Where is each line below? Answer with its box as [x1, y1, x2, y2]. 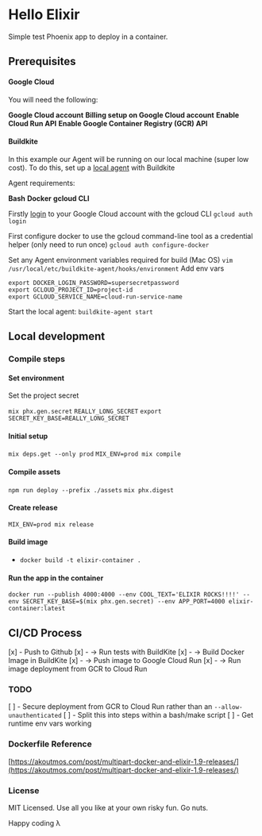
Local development [8, 329, 106, 343]
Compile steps [8, 353, 66, 364]
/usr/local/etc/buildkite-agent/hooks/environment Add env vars [8, 264, 225, 273]
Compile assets [8, 467, 61, 477]
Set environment [8, 373, 65, 383]
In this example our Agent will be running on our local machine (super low [8, 154, 249, 164]
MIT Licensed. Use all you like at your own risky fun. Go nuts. [8, 803, 209, 812]
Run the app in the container [8, 573, 104, 583]
